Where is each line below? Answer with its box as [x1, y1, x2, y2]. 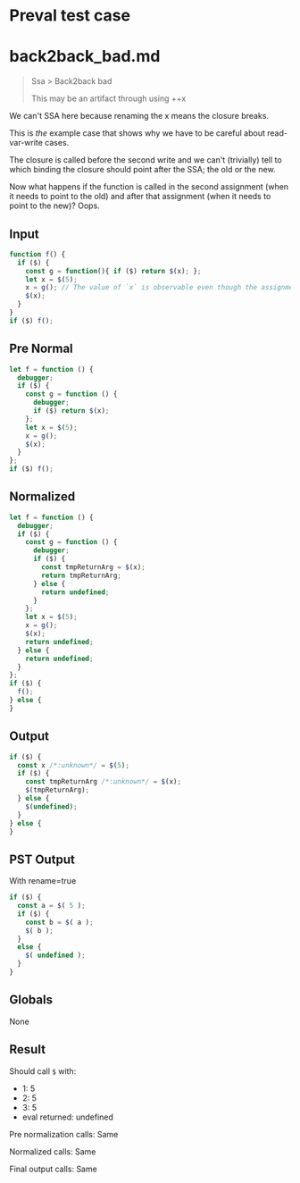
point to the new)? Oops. [9, 200, 100, 211]
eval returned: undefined [21, 1112, 114, 1122]
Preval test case [9, 5, 131, 26]
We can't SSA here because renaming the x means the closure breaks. [9, 111, 270, 122]
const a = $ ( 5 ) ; [17, 902, 87, 910]
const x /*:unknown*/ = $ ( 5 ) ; [17, 760, 129, 769]
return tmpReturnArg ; [41, 571, 122, 580]
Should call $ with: [9, 1065, 77, 1077]
